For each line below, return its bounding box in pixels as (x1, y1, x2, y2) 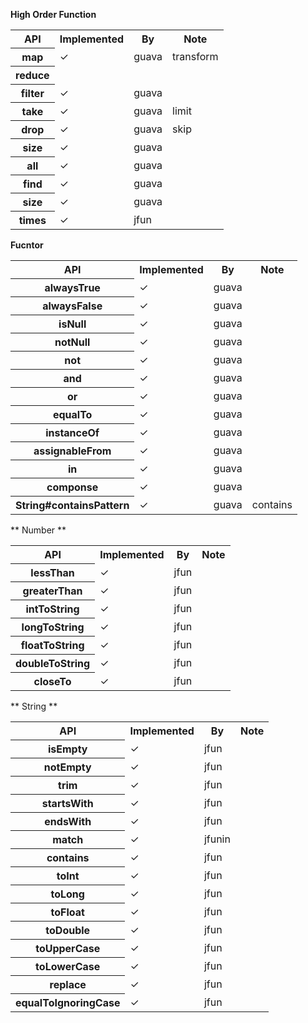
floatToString (20, 639, 85, 652)
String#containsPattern (15, 499, 130, 512)
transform (172, 50, 219, 63)
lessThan (30, 566, 75, 579)
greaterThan (22, 584, 83, 598)
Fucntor (10, 239, 44, 251)
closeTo (33, 675, 72, 688)
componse (46, 480, 99, 494)
